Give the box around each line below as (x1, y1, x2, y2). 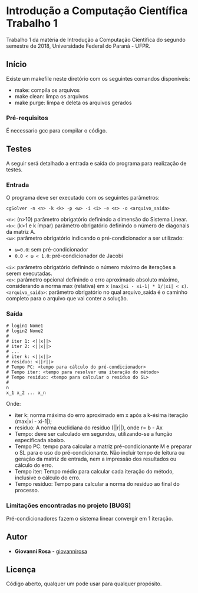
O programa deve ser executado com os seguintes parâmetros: (6, 194, 160, 201)
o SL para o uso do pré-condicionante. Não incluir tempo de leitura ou (14, 449, 185, 456)
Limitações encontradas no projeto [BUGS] (6, 502, 131, 510)
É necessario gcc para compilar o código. (6, 127, 107, 134)
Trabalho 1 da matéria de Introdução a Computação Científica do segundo (6, 36, 186, 43)
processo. (14, 487, 39, 494)
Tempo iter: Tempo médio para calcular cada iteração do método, (14, 468, 174, 475)
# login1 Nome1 (6, 323, 44, 329)
